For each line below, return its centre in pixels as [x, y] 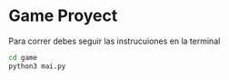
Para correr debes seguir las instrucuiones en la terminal [114, 41]
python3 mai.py [37, 66]
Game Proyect [63, 16]
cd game [23, 57]
